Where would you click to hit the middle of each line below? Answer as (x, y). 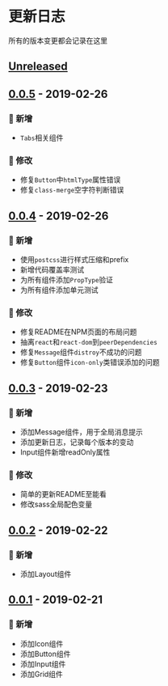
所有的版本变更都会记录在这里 (58, 40)
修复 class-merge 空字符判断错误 (72, 190)
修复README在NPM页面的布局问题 (78, 332)
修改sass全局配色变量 (56, 504)
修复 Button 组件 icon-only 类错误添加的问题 (90, 362)
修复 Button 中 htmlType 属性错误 (70, 180)
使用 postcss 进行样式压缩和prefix (74, 259)
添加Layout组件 (46, 574)
